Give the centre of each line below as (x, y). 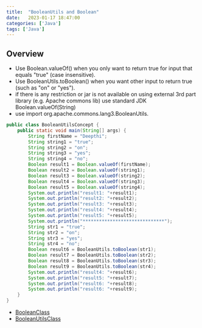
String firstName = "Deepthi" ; (68, 136)
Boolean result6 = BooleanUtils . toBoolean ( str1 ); (92, 250)
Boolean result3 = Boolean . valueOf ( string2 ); (87, 176)
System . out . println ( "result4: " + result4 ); (83, 210)
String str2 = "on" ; (54, 232)
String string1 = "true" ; (61, 142)
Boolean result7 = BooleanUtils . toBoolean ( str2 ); (92, 255)
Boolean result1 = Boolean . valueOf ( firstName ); (89, 165)
